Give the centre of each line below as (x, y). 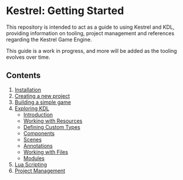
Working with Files (46, 152)
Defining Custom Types (52, 127)
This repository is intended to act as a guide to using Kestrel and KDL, (90, 27)
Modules (34, 158)
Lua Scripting (30, 164)
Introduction (38, 114)
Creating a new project (42, 96)
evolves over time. (28, 57)
